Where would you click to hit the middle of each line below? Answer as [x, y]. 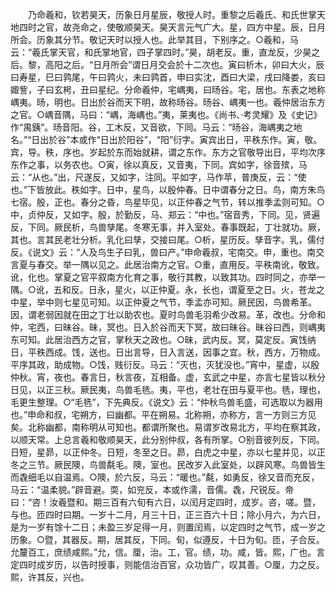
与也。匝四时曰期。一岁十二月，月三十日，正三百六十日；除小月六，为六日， [168, 514]
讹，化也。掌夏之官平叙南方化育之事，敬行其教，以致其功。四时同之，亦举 [163, 277]
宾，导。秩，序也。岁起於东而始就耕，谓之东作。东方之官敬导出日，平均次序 [168, 152]
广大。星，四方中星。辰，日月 [264, 27]
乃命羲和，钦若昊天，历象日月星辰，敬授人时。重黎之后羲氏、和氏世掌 [172, 14]
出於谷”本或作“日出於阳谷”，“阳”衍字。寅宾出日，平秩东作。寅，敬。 [181, 139]
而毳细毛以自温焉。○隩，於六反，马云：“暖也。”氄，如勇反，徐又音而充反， [165, 477]
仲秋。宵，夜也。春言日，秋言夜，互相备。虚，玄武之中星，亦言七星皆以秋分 [168, 377]
